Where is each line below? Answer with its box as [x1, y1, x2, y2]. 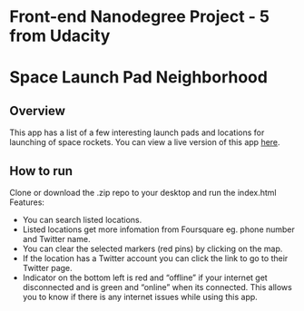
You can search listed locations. [22, 215, 142, 225]
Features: [9, 197, 45, 208]
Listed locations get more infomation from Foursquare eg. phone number [22, 224, 295, 235]
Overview [9, 102, 66, 119]
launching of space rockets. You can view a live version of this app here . [9, 137, 280, 148]
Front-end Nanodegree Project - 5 [9, 6, 270, 27]
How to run [9, 163, 74, 179]
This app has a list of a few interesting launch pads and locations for [9, 127, 265, 138]
